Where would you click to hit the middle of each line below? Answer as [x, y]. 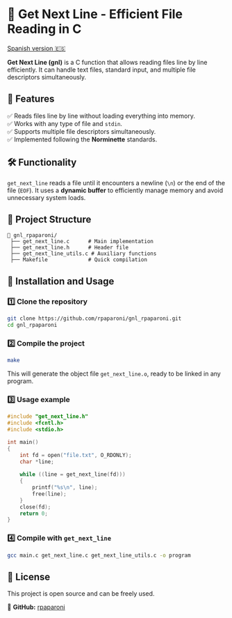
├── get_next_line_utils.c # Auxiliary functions [83, 254]
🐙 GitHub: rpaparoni [36, 607]
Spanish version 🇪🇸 [36, 48]
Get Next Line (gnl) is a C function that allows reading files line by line [107, 62]
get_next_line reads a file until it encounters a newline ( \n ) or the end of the [116, 183]
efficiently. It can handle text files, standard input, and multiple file [101, 70]
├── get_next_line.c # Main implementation [82, 242]
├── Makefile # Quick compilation [79, 260]
